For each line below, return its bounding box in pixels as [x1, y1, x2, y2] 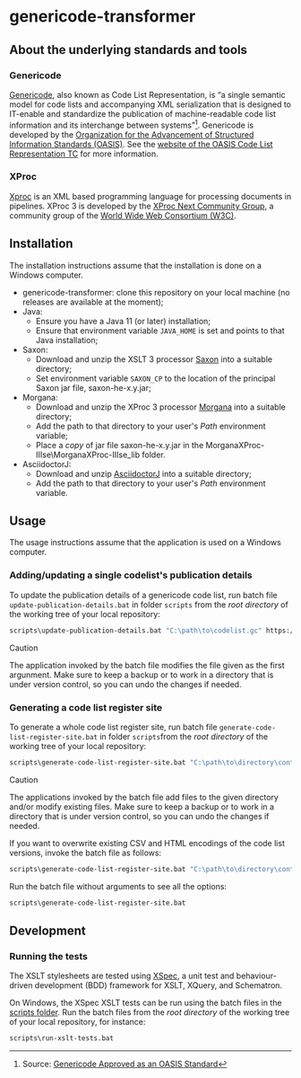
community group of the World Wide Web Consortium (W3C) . [9, 209, 236, 221]
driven [9, 980, 33, 991]
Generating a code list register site [9, 701, 163, 713]
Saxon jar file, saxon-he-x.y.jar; [35, 382, 151, 393]
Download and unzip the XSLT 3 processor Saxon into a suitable [35, 353, 273, 365]
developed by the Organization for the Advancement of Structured [9, 128, 254, 140]
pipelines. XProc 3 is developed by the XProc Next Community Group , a [9, 200, 274, 211]
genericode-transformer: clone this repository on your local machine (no [21, 287, 290, 297]
